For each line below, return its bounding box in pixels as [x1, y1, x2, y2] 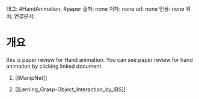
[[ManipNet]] [14, 74, 47, 81]
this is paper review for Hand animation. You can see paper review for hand [6, 56, 194, 63]
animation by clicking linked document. [6, 62, 103, 70]
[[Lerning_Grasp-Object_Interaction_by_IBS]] [14, 86, 126, 93]
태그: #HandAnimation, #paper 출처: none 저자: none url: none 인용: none [6, 5, 185, 12]
